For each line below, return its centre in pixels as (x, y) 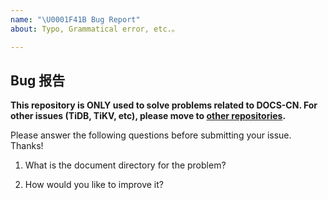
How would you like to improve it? (94, 185)
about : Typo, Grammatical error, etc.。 (95, 29)
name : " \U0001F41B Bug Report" (75, 19)
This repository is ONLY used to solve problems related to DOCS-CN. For (164, 105)
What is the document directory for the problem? (125, 165)
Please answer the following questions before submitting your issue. (151, 135)
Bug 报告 (38, 80)
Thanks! (27, 146)
